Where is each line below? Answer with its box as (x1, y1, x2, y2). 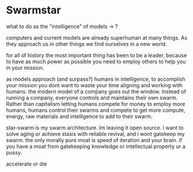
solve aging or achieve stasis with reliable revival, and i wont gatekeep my (6, 130, 185, 137)
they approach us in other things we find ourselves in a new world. (6, 40, 167, 47)
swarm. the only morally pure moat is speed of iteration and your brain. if (6, 136, 182, 143)
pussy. (6, 149, 22, 156)
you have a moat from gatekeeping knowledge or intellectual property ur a (6, 143, 186, 150)
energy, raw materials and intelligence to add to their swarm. (6, 112, 153, 120)
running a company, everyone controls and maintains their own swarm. (6, 94, 178, 101)
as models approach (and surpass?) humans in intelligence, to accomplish (6, 75, 186, 82)
